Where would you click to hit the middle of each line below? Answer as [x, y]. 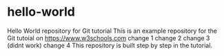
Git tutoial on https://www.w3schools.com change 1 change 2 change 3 [109, 38]
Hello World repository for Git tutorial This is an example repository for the [112, 31]
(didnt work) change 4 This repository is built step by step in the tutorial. [110, 45]
